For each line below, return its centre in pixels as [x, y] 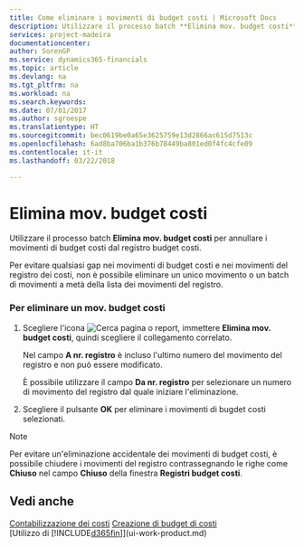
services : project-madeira [60, 34]
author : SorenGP [40, 52]
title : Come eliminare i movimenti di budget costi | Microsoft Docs [143, 18]
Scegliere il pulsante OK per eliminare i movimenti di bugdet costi [144, 409]
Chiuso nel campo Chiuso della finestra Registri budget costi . [126, 473]
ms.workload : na [40, 93]
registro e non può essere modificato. [92, 364]
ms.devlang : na [38, 77]
